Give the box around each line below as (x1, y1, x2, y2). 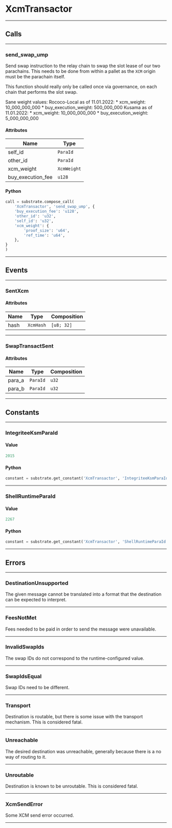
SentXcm (5, 287, 29, 294)
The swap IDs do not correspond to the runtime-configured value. (5, 655, 144, 661)
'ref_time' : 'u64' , (24, 233, 66, 238)
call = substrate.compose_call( (5, 199, 74, 205)
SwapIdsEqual (5, 673, 42, 680)
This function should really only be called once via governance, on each (5, 84, 157, 90)
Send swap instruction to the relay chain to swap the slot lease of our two (5, 63, 160, 69)
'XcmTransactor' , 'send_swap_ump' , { (14, 204, 95, 209)
